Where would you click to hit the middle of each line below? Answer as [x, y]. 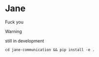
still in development [25, 41]
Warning [13, 31]
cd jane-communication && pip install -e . [50, 50]
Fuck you [14, 22]
